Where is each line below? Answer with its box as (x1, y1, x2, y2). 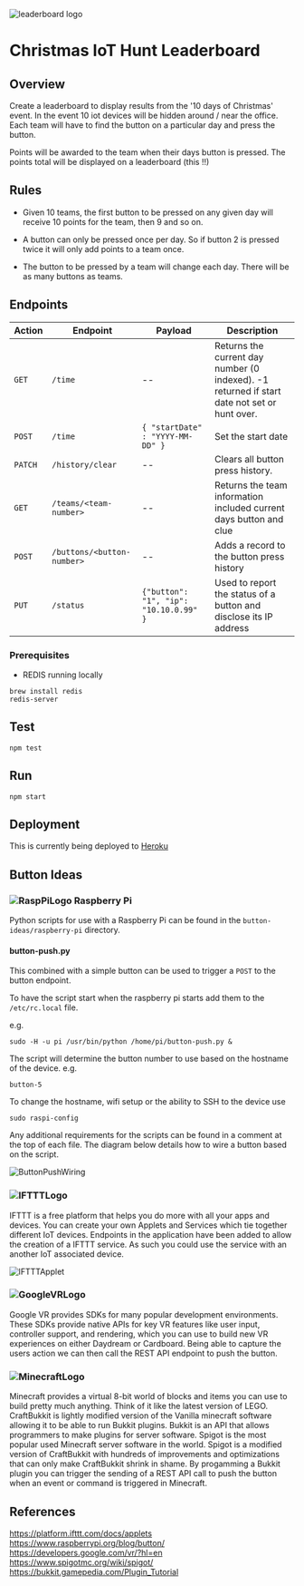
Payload (156, 324, 192, 336)
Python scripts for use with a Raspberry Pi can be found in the (9, 915, 242, 926)
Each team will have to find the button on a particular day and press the (9, 120, 276, 131)
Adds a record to (214, 539, 286, 551)
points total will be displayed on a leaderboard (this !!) (9, 157, 210, 167)
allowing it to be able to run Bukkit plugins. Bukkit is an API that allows (9, 1420, 270, 1431)
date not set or (214, 395, 277, 408)
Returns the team (214, 479, 288, 491)
